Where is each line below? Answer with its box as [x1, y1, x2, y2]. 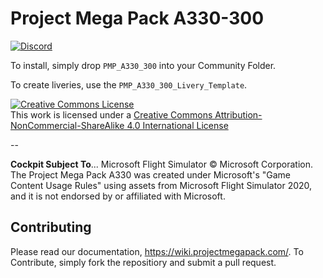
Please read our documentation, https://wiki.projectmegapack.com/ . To [10, 245, 304, 257]
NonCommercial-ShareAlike [10, 119, 125, 131]
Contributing [10, 219, 92, 236]
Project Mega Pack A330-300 [10, 7, 265, 30]
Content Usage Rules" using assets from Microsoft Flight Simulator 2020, [10, 179, 313, 191]
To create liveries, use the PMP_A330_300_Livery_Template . [10, 78, 248, 91]
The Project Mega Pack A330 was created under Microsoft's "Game [10, 168, 291, 181]
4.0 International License [126, 119, 229, 131]
